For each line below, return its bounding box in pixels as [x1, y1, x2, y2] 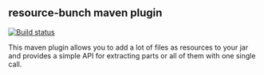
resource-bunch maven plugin [8, 6, 163, 20]
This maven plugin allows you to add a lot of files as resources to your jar [8, 43, 249, 52]
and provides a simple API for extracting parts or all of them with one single [8, 51, 256, 60]
